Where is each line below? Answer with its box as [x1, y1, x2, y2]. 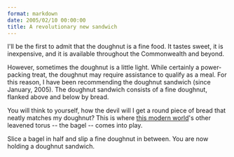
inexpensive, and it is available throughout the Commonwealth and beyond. [7, 50, 225, 58]
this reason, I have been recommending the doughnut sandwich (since [7, 78, 212, 87]
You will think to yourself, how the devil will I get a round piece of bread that [7, 106, 226, 115]
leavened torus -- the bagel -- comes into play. [7, 121, 143, 130]
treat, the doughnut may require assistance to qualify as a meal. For [32, 70, 227, 79]
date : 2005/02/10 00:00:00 [7, 17, 86, 24]
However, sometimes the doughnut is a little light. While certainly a [7, 63, 200, 72]
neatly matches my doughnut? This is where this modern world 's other [7, 114, 212, 122]
